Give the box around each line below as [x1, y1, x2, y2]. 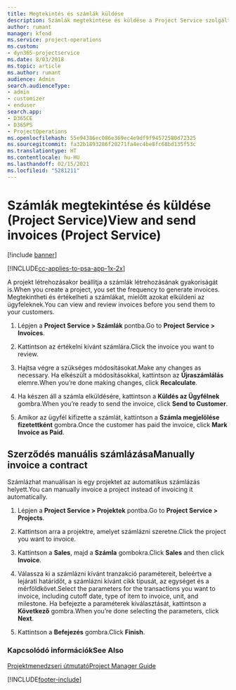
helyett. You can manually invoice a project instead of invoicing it [7, 486, 193, 494]
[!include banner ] [7, 250, 58, 259]
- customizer [7, 96, 46, 103]
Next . [17, 614, 34, 623]
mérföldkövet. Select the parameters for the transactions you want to [17, 585, 216, 593]
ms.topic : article [7, 63, 61, 70]
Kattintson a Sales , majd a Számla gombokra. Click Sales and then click [17, 549, 225, 557]
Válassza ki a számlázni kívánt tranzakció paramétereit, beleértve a [17, 570, 212, 578]
